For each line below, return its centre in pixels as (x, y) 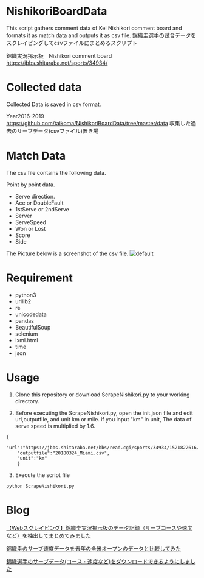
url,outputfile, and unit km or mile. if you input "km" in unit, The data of (103, 419)
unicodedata (31, 314)
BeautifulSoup (33, 327)
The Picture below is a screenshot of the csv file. (67, 253)
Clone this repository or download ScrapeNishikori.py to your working (102, 395)
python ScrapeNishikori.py (40, 486)
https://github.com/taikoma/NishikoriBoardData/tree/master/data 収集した (99, 123)
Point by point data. (31, 185)
